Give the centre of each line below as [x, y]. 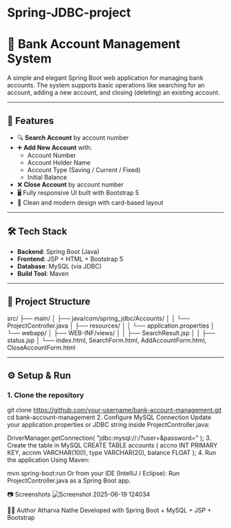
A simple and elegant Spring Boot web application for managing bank [106, 78]
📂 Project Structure [49, 302]
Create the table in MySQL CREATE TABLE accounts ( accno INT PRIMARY [112, 445]
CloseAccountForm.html [41, 347]
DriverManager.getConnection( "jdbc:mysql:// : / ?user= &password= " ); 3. [109, 438]
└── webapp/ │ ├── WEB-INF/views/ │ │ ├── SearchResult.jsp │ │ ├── [111, 332]
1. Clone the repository [46, 395]
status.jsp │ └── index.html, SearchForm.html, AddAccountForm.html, [107, 340]
